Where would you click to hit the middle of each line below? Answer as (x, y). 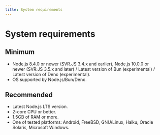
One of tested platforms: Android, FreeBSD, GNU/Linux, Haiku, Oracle (83, 122)
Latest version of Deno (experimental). (51, 74)
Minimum (20, 52)
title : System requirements (34, 10)
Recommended (29, 95)
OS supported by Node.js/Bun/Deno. (49, 80)
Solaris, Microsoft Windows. (41, 128)
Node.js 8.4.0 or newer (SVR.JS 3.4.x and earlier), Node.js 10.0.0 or (80, 64)
